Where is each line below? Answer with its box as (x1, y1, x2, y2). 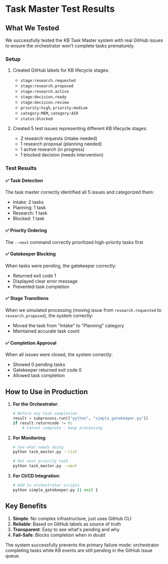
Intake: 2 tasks (12, 199, 44, 205)
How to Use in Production (5, 387, 88, 396)
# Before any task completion (12, 411, 78, 416)
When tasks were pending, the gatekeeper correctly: (5, 262, 117, 269)
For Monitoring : (12, 434, 47, 440)
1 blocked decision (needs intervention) (20, 152, 104, 158)
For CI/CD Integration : (12, 473, 60, 479)
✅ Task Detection (5, 177, 44, 183)
